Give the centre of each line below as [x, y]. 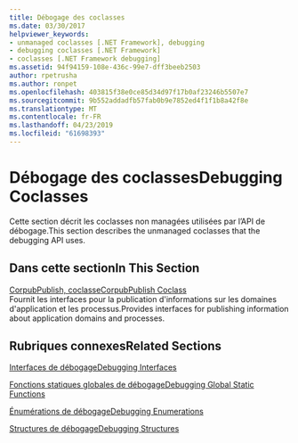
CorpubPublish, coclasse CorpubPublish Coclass [98, 290]
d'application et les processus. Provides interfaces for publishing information [149, 308]
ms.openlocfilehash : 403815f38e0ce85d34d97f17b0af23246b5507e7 [129, 92]
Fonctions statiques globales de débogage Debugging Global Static [132, 385]
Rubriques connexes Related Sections [116, 346]
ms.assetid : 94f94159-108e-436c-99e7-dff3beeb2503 [105, 68]
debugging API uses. [48, 240]
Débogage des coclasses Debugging [146, 178]
